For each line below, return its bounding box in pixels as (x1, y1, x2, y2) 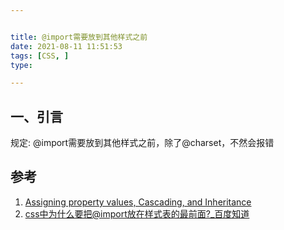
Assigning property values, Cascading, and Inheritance (24, 196, 252, 208)
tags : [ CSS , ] (10, 51, 70, 61)
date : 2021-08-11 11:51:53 (10, 41, 123, 51)
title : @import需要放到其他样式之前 (10, 32, 148, 42)
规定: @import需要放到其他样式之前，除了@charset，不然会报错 (10, 137, 275, 149)
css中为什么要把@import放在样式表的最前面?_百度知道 (24, 207, 250, 220)
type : (10, 60, 33, 70)
